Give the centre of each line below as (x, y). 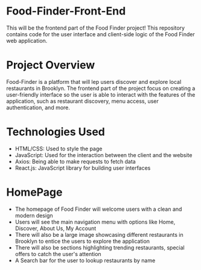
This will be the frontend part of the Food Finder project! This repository (96, 28)
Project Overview (51, 65)
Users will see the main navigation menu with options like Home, (95, 222)
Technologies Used (56, 132)
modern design (34, 215)
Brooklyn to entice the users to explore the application (82, 241)
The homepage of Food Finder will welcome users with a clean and (98, 209)
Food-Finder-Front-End (66, 11)
